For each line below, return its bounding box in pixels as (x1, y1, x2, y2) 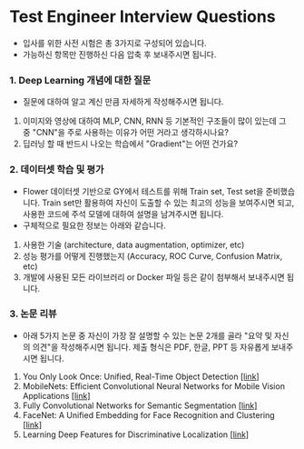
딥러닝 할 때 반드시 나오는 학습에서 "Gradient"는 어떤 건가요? (22, 138, 239, 149)
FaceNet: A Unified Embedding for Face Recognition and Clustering (22, 409, 275, 420)
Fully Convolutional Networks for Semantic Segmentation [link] (22, 400, 258, 411)
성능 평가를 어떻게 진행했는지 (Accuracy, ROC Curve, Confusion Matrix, (22, 250, 283, 261)
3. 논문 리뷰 (9, 307, 57, 320)
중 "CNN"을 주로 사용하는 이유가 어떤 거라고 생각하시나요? (22, 127, 230, 138)
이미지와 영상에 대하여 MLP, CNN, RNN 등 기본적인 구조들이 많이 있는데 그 (22, 115, 287, 126)
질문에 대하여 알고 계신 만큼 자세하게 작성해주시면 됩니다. (22, 96, 224, 107)
